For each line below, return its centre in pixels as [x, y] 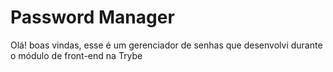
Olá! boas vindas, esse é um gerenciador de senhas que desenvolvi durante [166, 45]
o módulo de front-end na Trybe [76, 55]
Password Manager [92, 17]
